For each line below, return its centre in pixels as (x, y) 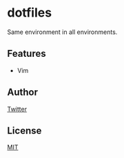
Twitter (17, 109)
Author (22, 93)
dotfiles (30, 13)
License (24, 131)
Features (27, 54)
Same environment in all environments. (62, 32)
